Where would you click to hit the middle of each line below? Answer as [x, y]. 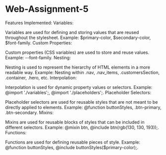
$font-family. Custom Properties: [39, 42]
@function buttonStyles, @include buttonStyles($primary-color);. [72, 147]
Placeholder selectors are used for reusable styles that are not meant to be [82, 102]
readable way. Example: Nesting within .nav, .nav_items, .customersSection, [83, 72]
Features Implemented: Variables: [39, 23]
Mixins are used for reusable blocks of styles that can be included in [75, 122]
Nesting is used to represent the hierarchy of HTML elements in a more [78, 67]
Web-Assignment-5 [47, 9]
